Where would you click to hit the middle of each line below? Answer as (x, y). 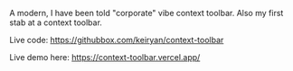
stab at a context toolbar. (56, 22)
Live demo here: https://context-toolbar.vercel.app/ (105, 57)
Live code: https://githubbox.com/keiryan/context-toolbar (117, 40)
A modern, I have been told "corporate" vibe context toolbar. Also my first (146, 13)
